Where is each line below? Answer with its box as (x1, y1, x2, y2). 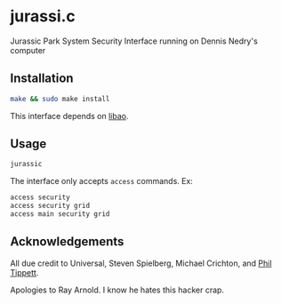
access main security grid (10, 210, 110, 219)
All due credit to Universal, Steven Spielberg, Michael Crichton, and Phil (10, 258, 272, 268)
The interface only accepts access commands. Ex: (10, 176, 194, 187)
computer (10, 44, 46, 55)
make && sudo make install (10, 94, 110, 103)
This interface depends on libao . (10, 110, 129, 121)
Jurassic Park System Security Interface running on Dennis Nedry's (10, 36, 259, 46)
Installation (10, 71, 74, 86)
